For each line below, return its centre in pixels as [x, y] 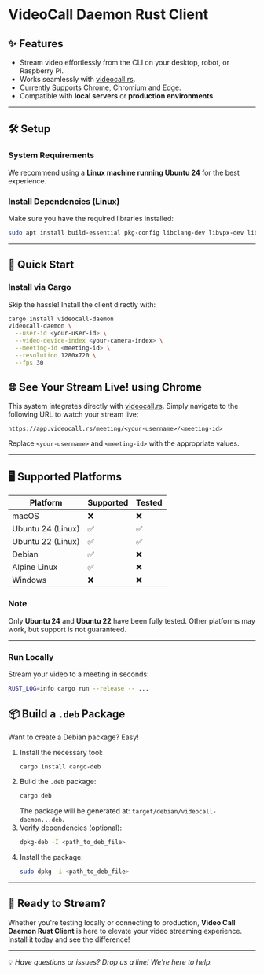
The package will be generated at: [75, 811]
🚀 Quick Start [41, 265]
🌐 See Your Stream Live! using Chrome [105, 387]
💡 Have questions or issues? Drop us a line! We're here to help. [110, 961]
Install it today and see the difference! [69, 939]
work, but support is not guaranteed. [68, 629]
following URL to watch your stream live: [73, 414]
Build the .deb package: [58, 782]
